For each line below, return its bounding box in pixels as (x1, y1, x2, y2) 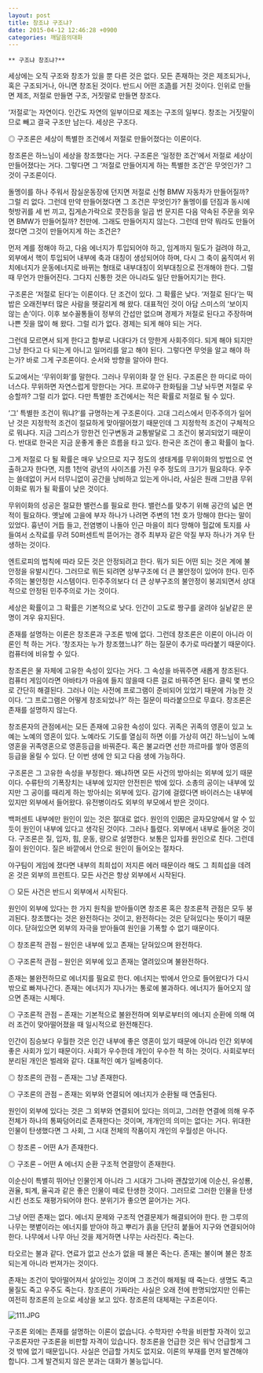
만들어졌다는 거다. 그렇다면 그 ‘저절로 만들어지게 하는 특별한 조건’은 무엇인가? (8, 160, 243, 170)
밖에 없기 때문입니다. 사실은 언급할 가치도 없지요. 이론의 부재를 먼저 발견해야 (16, 1346, 249, 1356)
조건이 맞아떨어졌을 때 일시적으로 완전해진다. (16, 1020, 153, 1029)
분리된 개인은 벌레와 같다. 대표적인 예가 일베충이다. (8, 1056, 163, 1066)
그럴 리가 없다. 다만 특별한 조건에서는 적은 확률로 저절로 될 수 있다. (32, 392, 236, 401)
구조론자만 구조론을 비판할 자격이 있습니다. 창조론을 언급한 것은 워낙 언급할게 (8, 1337, 243, 1346)
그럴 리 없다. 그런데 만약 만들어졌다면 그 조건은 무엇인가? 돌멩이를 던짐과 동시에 (8, 197, 250, 207)
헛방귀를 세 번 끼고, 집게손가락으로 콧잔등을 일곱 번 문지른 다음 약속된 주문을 (8, 207, 241, 216)
